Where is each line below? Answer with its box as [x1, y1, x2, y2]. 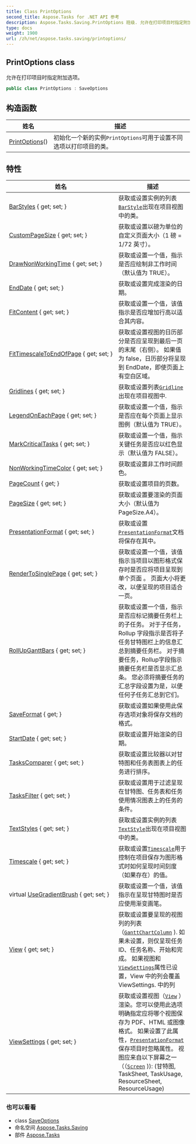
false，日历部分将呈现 [125, 355, 186, 363]
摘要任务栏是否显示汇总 [118, 665, 183, 673]
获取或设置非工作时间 [118, 460, 177, 468]
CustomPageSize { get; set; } [9, 231, 87, 239]
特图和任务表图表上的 [118, 759, 177, 767]
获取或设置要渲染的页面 [118, 491, 183, 499]
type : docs [6, 25, 33, 31]
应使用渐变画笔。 [118, 900, 165, 908]
